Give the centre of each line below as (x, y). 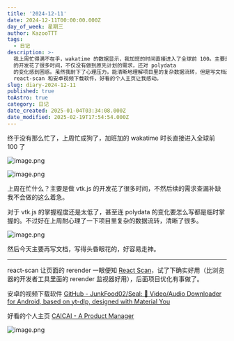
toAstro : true (28, 98)
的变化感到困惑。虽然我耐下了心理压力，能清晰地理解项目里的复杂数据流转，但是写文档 (120, 72)
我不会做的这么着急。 (38, 197)
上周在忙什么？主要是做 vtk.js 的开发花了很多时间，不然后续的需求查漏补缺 (114, 188)
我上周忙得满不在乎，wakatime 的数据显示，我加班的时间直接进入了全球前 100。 (114, 59)
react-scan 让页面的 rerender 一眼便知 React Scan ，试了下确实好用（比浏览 (116, 270)
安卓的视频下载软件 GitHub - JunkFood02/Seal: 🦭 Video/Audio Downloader (115, 294)
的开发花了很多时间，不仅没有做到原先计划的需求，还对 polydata (95, 65)
